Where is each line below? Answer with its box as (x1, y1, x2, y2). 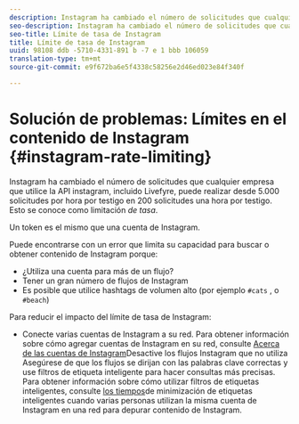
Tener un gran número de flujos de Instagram (21, 275, 189, 286)
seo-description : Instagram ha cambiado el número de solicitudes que (9, 21, 277, 30)
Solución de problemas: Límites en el (9, 109, 287, 129)
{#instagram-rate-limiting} (9, 147, 212, 167)
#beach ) (21, 294, 50, 305)
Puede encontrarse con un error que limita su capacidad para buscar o (9, 239, 270, 249)
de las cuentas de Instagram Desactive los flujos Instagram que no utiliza (21, 347, 288, 358)
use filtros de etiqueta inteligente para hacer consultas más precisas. (21, 366, 276, 377)
